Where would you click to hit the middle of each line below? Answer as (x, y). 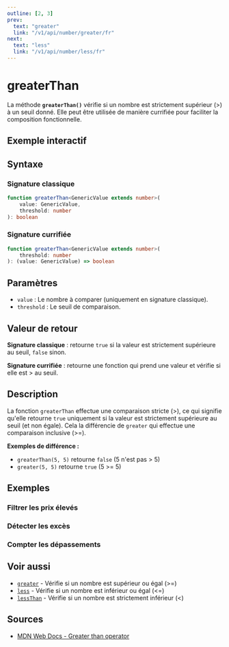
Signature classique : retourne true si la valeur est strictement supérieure (111, 344)
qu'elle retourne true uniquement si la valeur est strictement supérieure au (112, 418)
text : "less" (32, 45)
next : (15, 39)
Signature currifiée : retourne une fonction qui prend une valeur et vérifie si (114, 365)
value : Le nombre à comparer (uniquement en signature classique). (112, 300)
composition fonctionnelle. (44, 119)
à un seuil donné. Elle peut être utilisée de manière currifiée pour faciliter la (113, 112)
